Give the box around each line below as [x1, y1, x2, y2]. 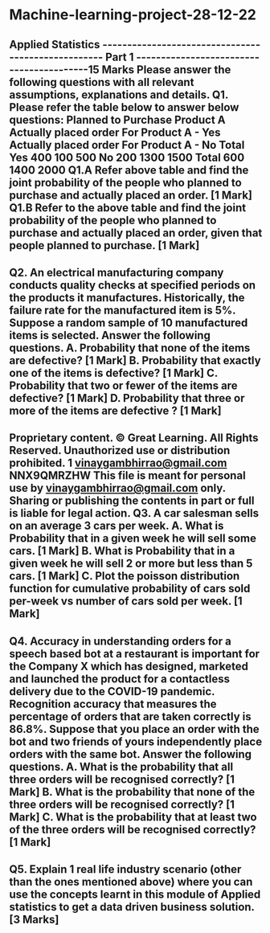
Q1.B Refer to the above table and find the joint [9, 201, 247, 215]
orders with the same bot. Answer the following [9, 747, 252, 761]
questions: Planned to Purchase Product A [9, 113, 226, 126]
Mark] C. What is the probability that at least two [9, 810, 257, 824]
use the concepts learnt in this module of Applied [9, 888, 261, 902]
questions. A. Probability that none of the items [9, 341, 251, 354]
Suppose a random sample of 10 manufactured [9, 316, 248, 329]
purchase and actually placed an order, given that [9, 226, 263, 239]
